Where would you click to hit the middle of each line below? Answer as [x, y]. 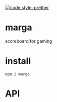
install [18, 61]
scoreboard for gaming [28, 41]
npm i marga [17, 74]
